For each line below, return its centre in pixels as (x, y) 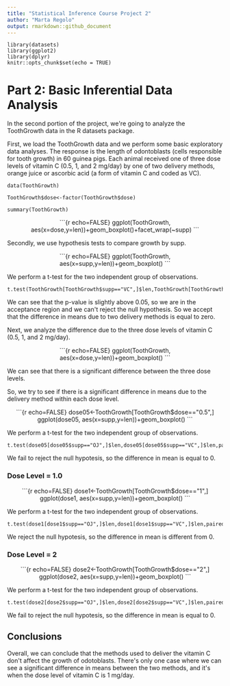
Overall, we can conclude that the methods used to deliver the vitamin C (109, 653)
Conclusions (35, 637)
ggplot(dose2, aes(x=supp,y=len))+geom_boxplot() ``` (115, 576)
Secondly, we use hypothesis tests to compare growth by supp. (97, 243)
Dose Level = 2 (32, 554)
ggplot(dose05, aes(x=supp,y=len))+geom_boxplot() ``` (115, 419)
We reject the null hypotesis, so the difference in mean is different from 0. (111, 537)
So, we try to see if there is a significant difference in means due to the (107, 392)
